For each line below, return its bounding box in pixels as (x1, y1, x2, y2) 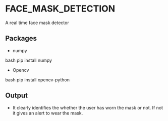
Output (5, 91, 28, 100)
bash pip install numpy (5, 57, 52, 63)
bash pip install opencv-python (5, 76, 70, 83)
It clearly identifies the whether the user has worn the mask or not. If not (12, 104, 163, 110)
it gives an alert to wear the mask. (12, 110, 83, 116)
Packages (5, 34, 37, 43)
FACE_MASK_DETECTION (5, 3, 116, 15)
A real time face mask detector (5, 20, 69, 26)
